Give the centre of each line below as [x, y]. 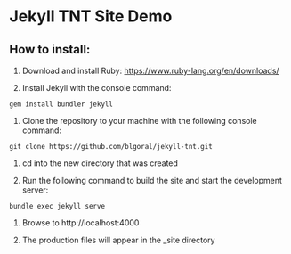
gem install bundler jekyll [61, 104]
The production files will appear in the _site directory [118, 240]
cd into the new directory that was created [100, 163]
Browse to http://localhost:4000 [81, 223]
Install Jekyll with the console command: [97, 88]
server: [35, 190]
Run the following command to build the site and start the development [152, 180]
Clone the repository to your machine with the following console [139, 121]
